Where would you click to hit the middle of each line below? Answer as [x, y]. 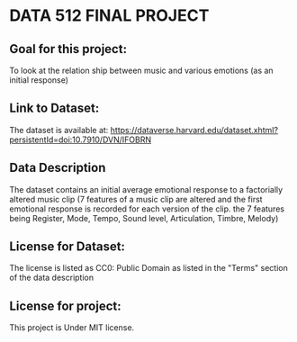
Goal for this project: [68, 49]
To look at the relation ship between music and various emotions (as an [141, 70]
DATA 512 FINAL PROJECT [109, 16]
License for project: [65, 306]
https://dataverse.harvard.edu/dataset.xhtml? [194, 130]
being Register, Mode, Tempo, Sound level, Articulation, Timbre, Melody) [144, 218]
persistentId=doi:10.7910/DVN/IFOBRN [80, 139]
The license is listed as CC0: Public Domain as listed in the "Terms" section [148, 268]
